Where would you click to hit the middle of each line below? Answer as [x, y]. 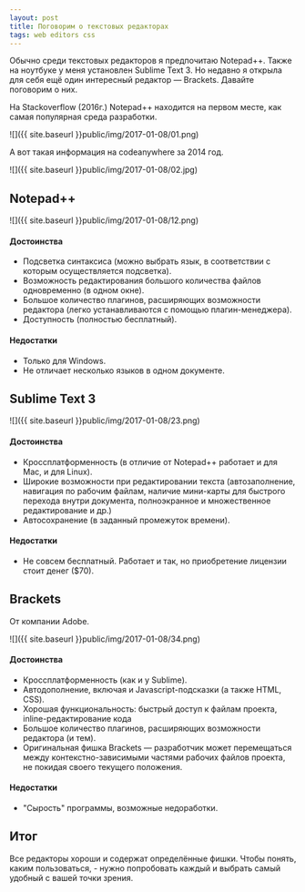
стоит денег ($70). [58, 571]
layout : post [34, 18]
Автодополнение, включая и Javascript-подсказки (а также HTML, [152, 689]
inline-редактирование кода [77, 718]
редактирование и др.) [67, 510]
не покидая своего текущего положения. [102, 766]
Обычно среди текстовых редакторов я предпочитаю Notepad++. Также [151, 61]
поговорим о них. [44, 90]
